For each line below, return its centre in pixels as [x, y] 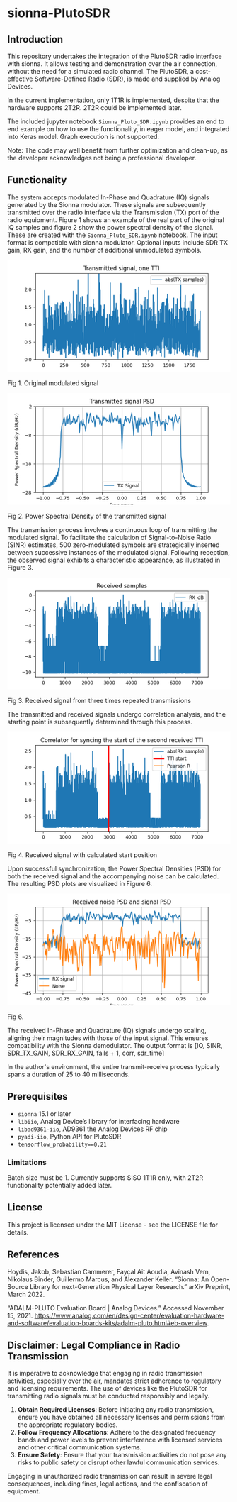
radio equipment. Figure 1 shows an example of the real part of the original [116, 220]
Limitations [27, 1162]
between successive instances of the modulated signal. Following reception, [118, 552]
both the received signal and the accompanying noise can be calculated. [113, 876]
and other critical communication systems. [80, 1447]
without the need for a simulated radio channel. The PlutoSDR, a [101, 71]
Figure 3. [21, 567]
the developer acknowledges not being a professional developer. [102, 158]
